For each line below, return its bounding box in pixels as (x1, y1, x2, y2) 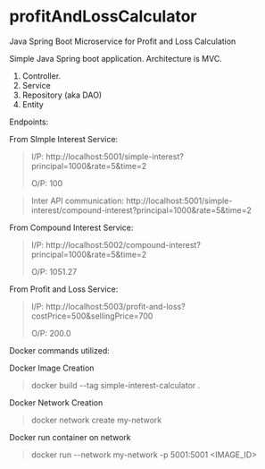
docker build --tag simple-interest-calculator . (30, 379, 201, 390)
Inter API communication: (30, 195, 125, 206)
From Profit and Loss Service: (9, 284, 119, 294)
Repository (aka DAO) (21, 90, 103, 100)
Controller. (21, 70, 62, 81)
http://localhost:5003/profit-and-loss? (46, 301, 186, 311)
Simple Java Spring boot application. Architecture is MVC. (9, 53, 223, 64)
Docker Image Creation (9, 362, 95, 373)
